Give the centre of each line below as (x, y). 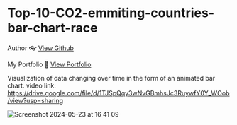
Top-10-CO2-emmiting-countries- (111, 13)
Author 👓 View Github (41, 48)
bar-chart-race (53, 28)
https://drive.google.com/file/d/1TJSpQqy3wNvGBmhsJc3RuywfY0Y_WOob (118, 93)
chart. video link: (32, 85)
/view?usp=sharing (35, 100)
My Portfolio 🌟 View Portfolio (49, 64)
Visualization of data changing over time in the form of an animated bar (111, 78)
